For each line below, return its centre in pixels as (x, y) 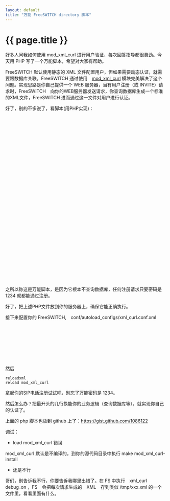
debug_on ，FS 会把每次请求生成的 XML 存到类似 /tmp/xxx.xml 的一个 (84, 487)
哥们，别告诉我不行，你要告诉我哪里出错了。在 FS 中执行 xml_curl (76, 481)
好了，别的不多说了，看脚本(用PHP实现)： (50, 108)
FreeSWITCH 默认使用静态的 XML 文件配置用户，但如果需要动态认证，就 (81, 72)
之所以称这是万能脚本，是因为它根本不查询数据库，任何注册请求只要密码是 (83, 289)
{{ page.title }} (37, 40)
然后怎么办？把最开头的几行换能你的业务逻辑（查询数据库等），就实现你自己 (85, 404)
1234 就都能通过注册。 (29, 296)
